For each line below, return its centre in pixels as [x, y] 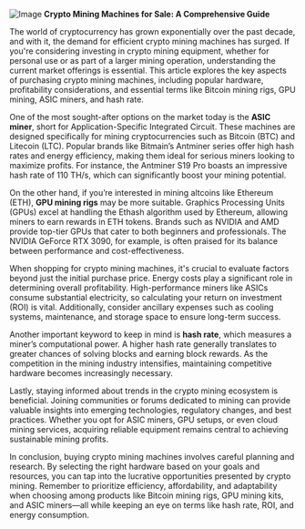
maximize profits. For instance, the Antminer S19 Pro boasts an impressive [149, 165]
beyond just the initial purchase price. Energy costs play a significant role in [151, 278]
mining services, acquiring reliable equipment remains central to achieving [149, 429]
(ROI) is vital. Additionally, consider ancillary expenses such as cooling [142, 307]
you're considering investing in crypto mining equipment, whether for [139, 51]
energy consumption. [49, 515]
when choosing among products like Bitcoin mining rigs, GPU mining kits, [147, 495]
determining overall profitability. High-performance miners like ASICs [139, 288]
